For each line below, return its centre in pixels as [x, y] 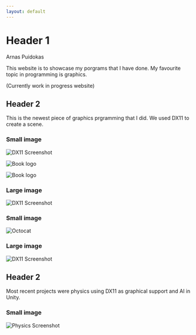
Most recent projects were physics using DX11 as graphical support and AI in [98, 291]
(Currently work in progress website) [50, 86]
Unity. [13, 298]
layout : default [26, 11]
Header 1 [28, 40]
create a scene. [25, 124]
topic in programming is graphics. [47, 74]
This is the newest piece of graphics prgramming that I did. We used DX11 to [98, 118]
